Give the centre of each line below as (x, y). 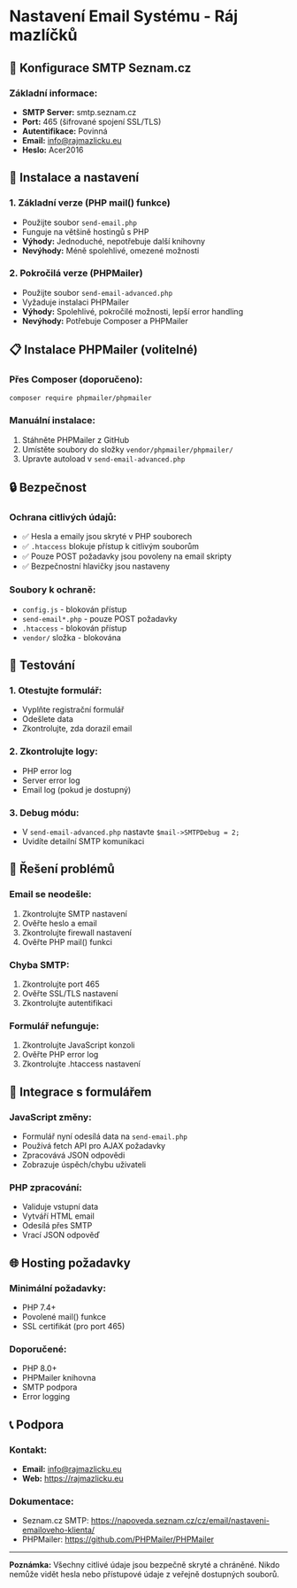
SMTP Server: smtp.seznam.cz (79, 112)
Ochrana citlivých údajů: (63, 517)
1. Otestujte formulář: (56, 691)
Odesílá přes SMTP (57, 1226)
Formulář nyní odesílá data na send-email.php (105, 1136)
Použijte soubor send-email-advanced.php (97, 292)
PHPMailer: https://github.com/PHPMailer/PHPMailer (118, 1539)
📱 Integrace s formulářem (80, 1092)
